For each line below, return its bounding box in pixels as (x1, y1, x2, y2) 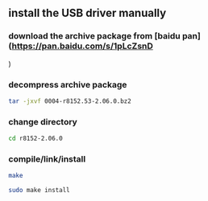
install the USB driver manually (8, 6, 167, 20)
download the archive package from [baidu (8, 31, 181, 42)
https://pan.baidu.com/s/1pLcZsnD (11, 40, 153, 51)
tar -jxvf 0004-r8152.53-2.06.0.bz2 (8, 96, 131, 105)
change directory (8, 116, 78, 127)
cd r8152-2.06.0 (8, 134, 63, 143)
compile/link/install (8, 153, 86, 164)
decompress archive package (8, 79, 127, 90)
